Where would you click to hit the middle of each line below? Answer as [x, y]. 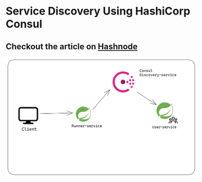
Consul [24, 24]
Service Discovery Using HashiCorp [98, 11]
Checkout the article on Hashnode [72, 46]
